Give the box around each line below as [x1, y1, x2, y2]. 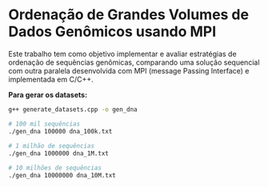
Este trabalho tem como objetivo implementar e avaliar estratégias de [8, 49, 238, 58]
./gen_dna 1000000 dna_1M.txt [8, 149, 110, 157]
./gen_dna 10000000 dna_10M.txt [8, 172, 116, 180]
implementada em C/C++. [8, 74, 94, 84]
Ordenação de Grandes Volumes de [8, 6, 250, 24]
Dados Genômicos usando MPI [8, 22, 217, 41]
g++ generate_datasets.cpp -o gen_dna [8, 105, 138, 113]
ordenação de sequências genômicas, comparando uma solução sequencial [8, 58, 260, 67]
